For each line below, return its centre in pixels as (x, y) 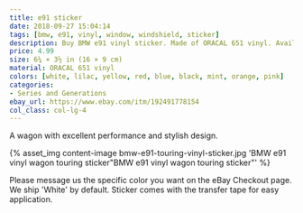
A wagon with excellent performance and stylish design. (114, 135)
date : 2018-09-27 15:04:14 (60, 26)
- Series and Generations (58, 93)
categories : (32, 85)
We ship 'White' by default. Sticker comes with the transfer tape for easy (144, 190)
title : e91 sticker (46, 18)
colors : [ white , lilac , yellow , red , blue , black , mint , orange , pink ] (147, 77)
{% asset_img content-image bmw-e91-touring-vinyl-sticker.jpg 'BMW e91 (148, 153)
